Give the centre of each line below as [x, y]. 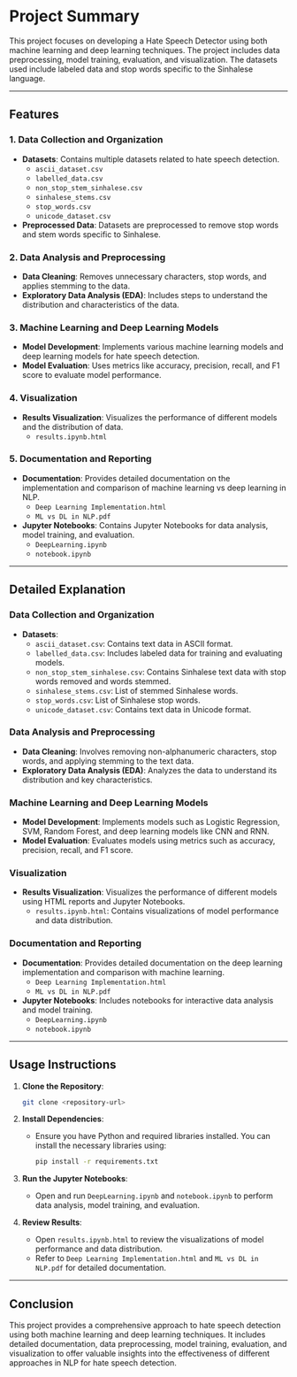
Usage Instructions [63, 1065]
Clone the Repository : [63, 1086]
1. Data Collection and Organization [86, 140]
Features [34, 115]
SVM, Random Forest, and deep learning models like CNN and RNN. [145, 831]
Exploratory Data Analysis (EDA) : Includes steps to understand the [145, 295]
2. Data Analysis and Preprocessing [88, 257]
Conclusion [42, 1304]
